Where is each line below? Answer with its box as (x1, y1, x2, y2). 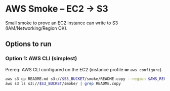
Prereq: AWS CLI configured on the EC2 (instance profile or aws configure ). (5, 66, 163, 72)
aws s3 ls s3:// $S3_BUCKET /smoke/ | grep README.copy (5, 81, 121, 86)
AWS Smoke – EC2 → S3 (5, 3, 109, 15)
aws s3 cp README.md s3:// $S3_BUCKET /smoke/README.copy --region (5, 76, 146, 81)
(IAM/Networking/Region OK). (5, 25, 68, 31)
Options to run (5, 40, 52, 49)
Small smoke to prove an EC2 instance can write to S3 (5, 20, 118, 26)
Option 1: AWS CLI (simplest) (5, 55, 77, 62)
